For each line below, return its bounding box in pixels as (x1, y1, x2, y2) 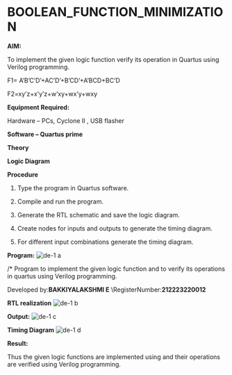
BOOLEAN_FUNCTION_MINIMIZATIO (7, 4, 224, 20)
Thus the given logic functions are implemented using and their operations (7, 352, 221, 361)
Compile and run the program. (17, 197, 104, 206)
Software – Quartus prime (7, 130, 83, 138)
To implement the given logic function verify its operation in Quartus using (7, 55, 219, 63)
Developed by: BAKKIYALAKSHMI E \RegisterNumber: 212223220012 (7, 285, 206, 294)
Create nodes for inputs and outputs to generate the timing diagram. (17, 224, 213, 233)
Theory (7, 143, 29, 151)
